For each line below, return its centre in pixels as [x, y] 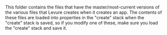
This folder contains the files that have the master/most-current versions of [82, 7]
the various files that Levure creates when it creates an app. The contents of [83, 12]
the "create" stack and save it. [36, 28]
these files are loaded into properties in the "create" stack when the [75, 17]
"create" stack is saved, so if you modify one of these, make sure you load [82, 23]
